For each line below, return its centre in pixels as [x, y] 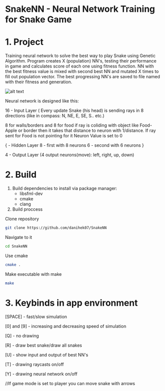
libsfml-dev [31, 194]
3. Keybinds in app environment [71, 303]
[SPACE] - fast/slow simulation [36, 317]
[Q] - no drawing [22, 335]
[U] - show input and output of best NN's [47, 355]
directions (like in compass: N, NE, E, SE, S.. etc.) [55, 116]
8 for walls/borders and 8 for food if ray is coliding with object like [72, 125]
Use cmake [16, 256]
